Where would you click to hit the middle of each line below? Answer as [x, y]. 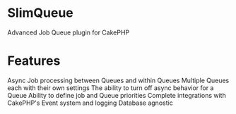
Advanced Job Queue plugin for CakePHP [69, 32]
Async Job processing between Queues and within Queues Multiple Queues [118, 80]
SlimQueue [41, 13]
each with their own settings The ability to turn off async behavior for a [111, 88]
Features [34, 61]
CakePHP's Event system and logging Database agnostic [90, 103]
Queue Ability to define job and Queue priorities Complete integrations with [117, 95]
